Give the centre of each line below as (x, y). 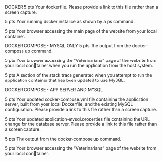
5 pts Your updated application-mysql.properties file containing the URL (78, 119)
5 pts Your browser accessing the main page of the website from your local (81, 31)
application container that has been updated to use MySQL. (65, 80)
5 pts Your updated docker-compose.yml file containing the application (77, 99)
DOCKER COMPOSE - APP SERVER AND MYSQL (54, 90)
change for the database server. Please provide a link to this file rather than (81, 124)
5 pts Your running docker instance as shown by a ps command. (70, 22)
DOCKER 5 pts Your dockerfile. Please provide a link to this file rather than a (81, 7)
